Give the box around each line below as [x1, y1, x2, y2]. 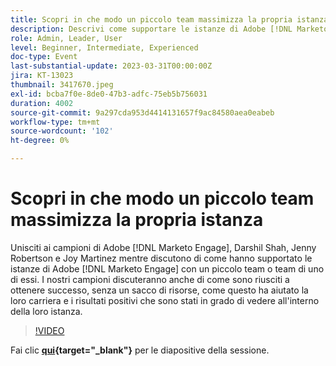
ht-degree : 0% [10, 136, 70, 146]
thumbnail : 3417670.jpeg [10, 80, 114, 90]
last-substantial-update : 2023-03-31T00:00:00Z [10, 61, 213, 71]
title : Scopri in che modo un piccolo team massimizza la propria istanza [10, 14, 329, 25]
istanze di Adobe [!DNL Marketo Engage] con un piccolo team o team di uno [10, 262, 325, 275]
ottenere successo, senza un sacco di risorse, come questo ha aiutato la [10, 284, 309, 296]
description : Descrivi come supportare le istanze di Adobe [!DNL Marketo [10, 24, 329, 34]
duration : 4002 [10, 98, 74, 108]
